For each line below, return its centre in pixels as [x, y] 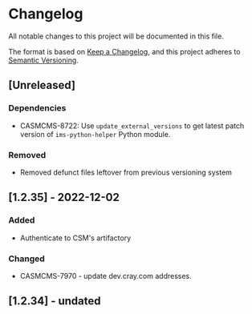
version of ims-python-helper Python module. [95, 134]
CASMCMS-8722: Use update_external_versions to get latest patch [132, 126]
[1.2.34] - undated [55, 301]
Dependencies [37, 108]
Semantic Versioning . [43, 60]
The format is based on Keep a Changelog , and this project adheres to [124, 51]
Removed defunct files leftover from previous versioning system [126, 172]
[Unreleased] [42, 85]
